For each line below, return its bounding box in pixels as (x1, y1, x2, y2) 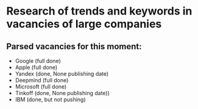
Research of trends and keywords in (6, 4, 193, 18)
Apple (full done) (15, 64, 58, 71)
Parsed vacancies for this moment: (6, 41, 142, 51)
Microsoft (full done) (15, 83, 67, 90)
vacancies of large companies (6, 17, 162, 31)
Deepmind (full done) (15, 77, 69, 84)
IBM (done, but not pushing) (15, 96, 87, 103)
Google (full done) (15, 58, 61, 64)
